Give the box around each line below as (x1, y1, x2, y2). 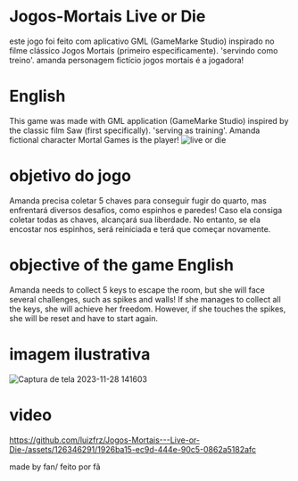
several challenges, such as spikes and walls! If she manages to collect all (9, 294, 281, 304)
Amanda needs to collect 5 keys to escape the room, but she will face (9, 284, 265, 295)
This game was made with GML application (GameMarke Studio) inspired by (9, 115, 289, 126)
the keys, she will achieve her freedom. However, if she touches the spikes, (9, 303, 286, 314)
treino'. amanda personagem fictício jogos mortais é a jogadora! (9, 54, 244, 65)
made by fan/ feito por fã (9, 461, 101, 472)
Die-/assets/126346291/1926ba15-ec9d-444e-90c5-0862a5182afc (9, 444, 257, 454)
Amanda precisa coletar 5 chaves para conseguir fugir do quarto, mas (9, 195, 268, 206)
